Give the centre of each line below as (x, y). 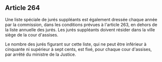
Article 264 (23, 8)
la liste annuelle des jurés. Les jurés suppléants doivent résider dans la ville (80, 30)
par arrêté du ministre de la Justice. (40, 54)
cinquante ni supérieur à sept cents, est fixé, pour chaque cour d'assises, (78, 49)
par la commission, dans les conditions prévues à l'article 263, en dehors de (81, 25)
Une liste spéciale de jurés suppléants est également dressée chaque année (81, 19)
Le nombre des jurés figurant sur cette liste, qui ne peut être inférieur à (76, 44)
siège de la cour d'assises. (32, 35)
